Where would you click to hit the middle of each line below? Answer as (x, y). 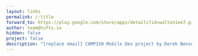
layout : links (24, 11)
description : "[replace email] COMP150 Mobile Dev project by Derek (92, 44)
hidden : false (24, 33)
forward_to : (21, 22)
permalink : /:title (30, 17)
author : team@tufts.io (34, 28)
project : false (25, 38)
